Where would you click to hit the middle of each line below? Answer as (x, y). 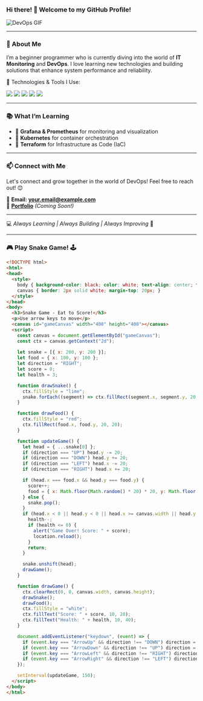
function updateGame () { (48, 441)
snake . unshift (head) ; (50, 564)
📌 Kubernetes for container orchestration (67, 138)
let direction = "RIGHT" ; (50, 364)
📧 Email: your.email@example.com (51, 199)
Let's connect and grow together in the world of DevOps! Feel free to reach (100, 181)
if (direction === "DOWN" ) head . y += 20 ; (75, 458)
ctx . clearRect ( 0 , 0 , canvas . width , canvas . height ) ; (89, 592)
